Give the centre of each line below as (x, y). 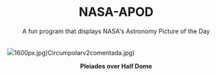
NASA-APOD (116, 12)
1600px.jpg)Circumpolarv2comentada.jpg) (74, 53)
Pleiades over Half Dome (116, 66)
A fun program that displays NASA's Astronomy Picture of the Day (116, 31)
